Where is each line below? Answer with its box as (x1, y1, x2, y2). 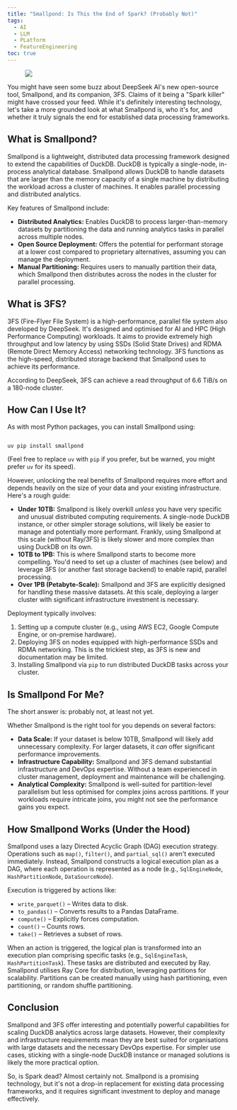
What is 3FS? (7, 298, 67, 310)
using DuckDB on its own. (17, 543, 93, 551)
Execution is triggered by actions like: (7, 885, 117, 894)
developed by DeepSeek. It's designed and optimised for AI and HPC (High (7, 324, 226, 333)
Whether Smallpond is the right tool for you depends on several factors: (7, 721, 216, 730)
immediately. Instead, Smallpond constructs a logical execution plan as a (7, 857, 219, 865)
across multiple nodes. (17, 232, 84, 241)
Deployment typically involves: (7, 609, 97, 617)
